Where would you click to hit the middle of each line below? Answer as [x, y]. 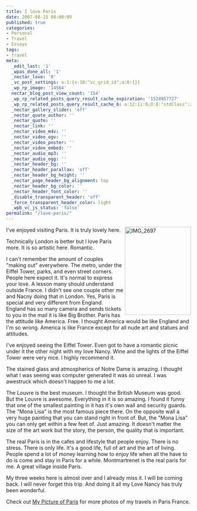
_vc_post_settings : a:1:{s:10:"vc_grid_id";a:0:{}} [76, 83]
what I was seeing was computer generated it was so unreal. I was [86, 375]
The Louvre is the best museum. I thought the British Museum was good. [94, 393]
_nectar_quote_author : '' [43, 115]
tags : [13, 50]
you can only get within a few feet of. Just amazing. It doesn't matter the [94, 424]
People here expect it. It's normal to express [60, 278]
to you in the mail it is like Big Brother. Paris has [63, 315]
